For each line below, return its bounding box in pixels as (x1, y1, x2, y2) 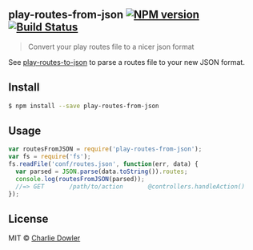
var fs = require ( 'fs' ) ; (8, 153, 91, 161)
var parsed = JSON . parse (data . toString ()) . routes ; (15, 167, 188, 175)
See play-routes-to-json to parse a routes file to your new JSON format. (8, 57, 246, 67)
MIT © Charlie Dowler (8, 233, 81, 243)
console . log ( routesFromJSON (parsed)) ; (15, 175, 146, 183)
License (8, 212, 49, 225)
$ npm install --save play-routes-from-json (8, 102, 159, 110)
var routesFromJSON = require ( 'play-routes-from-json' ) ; (8, 145, 203, 153)
